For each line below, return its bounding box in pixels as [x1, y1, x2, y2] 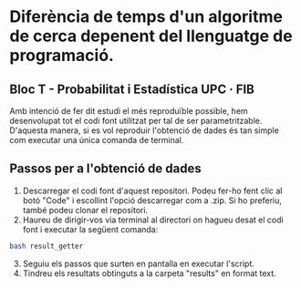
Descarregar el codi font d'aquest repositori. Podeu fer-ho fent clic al [22, 185, 283, 196]
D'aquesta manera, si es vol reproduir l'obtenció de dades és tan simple [9, 125, 280, 136]
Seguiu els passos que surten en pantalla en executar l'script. [22, 258, 255, 269]
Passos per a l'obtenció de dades [9, 161, 202, 177]
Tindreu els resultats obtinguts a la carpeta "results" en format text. [22, 267, 276, 279]
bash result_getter [9, 242, 84, 251]
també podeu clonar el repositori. [22, 204, 149, 215]
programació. [9, 46, 114, 66]
